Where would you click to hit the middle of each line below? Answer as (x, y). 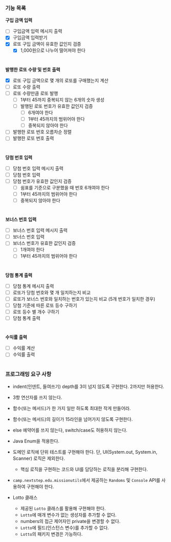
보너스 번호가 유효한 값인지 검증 (44, 243)
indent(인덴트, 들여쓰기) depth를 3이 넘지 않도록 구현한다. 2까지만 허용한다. (89, 386)
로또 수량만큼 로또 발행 (35, 93)
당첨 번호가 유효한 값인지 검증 (42, 181)
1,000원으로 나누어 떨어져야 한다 (53, 50)
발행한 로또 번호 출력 (33, 138)
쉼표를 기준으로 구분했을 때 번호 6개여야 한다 (65, 187)
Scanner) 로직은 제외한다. (39, 458)
